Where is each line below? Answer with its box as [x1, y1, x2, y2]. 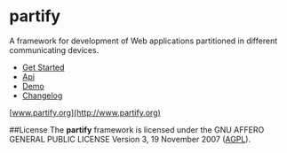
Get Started [21, 62, 65, 73]
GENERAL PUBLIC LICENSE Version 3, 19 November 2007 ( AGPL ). [9, 134, 251, 144]
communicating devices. [9, 44, 100, 55]
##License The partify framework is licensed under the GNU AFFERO [9, 124, 265, 134]
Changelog [21, 90, 63, 101]
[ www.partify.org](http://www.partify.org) [9, 107, 162, 118]
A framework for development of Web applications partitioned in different [9, 35, 278, 46]
